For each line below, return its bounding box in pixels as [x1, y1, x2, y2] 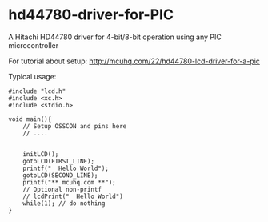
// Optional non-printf [22, 185, 102, 193]
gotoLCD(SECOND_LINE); [22, 171, 98, 180]
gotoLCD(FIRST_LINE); [22, 157, 94, 165]
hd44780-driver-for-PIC [8, 6, 174, 24]
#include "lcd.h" [8, 87, 66, 95]
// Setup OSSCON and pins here [22, 122, 127, 130]
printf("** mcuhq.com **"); [22, 178, 116, 186]
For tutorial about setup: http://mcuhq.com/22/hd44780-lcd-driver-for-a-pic [8, 56, 260, 66]
